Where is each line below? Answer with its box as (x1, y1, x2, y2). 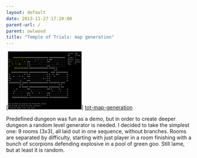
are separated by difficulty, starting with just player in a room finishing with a (6, 134, 192, 141)
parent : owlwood (6, 28, 46, 34)
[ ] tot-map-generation (6, 104, 133, 111)
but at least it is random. (6, 147, 65, 154)
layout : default (6, 9, 46, 15)
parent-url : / (6, 22, 41, 28)
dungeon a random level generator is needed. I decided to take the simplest (6, 122, 190, 129)
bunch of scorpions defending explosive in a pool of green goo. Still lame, (6, 140, 185, 147)
